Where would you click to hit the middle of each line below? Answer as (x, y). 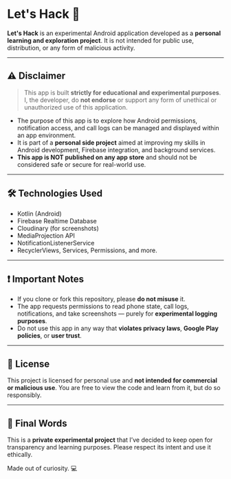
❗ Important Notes (46, 279)
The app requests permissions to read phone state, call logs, (103, 307)
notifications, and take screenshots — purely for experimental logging (117, 314)
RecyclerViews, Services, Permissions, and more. (87, 250)
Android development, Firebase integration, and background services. (116, 150)
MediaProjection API (46, 235)
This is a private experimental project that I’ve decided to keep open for (110, 440)
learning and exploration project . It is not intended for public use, (100, 40)
